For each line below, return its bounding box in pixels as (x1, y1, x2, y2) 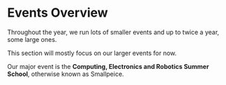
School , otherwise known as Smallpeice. (7, 70, 124, 78)
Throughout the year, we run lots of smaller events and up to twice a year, (7, 28, 220, 36)
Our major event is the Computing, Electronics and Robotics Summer (7, 62, 209, 70)
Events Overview (7, 5, 108, 21)
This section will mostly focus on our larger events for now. (7, 49, 177, 57)
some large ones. (7, 35, 57, 43)
